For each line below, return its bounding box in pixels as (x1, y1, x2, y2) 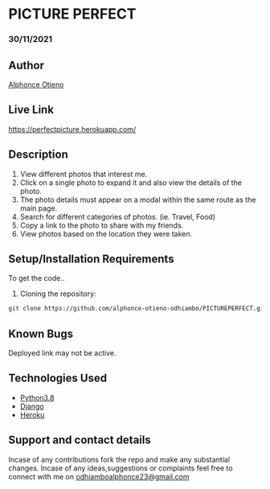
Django (19, 401, 44, 411)
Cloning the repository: (19, 289, 96, 298)
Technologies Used (8, 372, 107, 385)
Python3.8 (19, 392, 55, 402)
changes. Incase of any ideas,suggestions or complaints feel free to (8, 463, 233, 473)
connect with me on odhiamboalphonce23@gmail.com (8, 471, 190, 481)
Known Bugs (8, 327, 74, 340)
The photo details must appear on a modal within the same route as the (19, 195, 256, 204)
